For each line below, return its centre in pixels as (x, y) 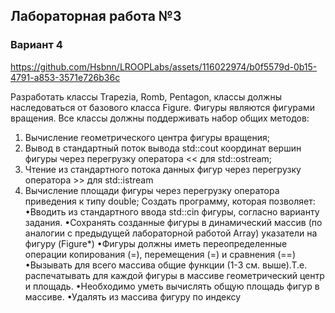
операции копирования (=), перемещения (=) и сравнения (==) (160, 254)
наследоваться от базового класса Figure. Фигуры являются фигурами (162, 107)
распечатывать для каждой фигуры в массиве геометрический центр (174, 275)
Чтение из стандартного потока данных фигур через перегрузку (163, 169)
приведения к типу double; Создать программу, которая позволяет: (170, 201)
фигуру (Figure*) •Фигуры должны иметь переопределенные (156, 243)
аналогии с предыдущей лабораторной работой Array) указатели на (171, 233)
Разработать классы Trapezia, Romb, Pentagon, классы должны (146, 96)
